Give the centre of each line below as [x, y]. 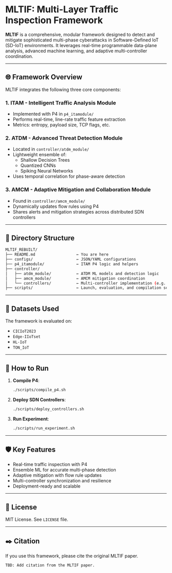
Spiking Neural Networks [47, 171]
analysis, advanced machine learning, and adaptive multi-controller [76, 51]
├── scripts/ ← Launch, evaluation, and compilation [83, 288]
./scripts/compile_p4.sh [39, 390]
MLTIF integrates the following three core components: [63, 89]
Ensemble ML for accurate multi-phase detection [64, 470]
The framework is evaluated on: [39, 321]
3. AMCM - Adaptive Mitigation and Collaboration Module [78, 189]
